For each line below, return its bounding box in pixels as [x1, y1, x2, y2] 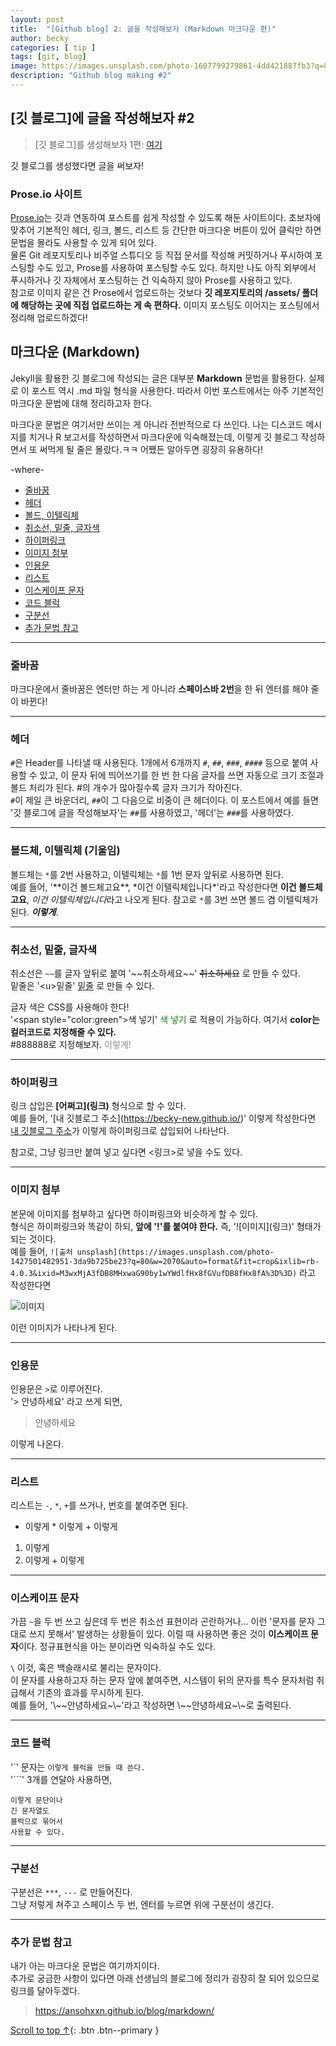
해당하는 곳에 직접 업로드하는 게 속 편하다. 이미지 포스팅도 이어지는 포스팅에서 [20, 299, 320, 311]
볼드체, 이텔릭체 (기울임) [10, 844, 121, 858]
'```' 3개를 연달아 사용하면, [10, 1773, 113, 1785]
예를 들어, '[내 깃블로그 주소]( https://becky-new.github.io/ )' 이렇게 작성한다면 [10, 1112, 317, 1125]
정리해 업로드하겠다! [10, 311, 88, 323]
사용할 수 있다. [10, 1827, 66, 1837]
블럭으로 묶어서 [10, 1816, 63, 1826]
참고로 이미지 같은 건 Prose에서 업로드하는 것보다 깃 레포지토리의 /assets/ [10, 286, 300, 298]
